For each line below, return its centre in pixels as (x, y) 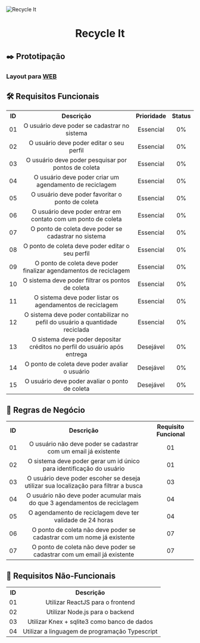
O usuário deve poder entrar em (76, 212)
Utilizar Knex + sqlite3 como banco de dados (90, 621)
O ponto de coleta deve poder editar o (76, 246)
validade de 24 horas (84, 520)
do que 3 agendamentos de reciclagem (84, 503)
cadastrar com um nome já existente (84, 537)
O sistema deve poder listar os (76, 298)
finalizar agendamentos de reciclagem (76, 271)
